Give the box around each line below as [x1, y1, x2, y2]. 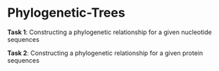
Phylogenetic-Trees [7, 5, 125, 21]
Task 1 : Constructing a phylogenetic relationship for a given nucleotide [7, 28, 213, 36]
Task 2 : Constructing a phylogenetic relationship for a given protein [7, 49, 203, 57]
